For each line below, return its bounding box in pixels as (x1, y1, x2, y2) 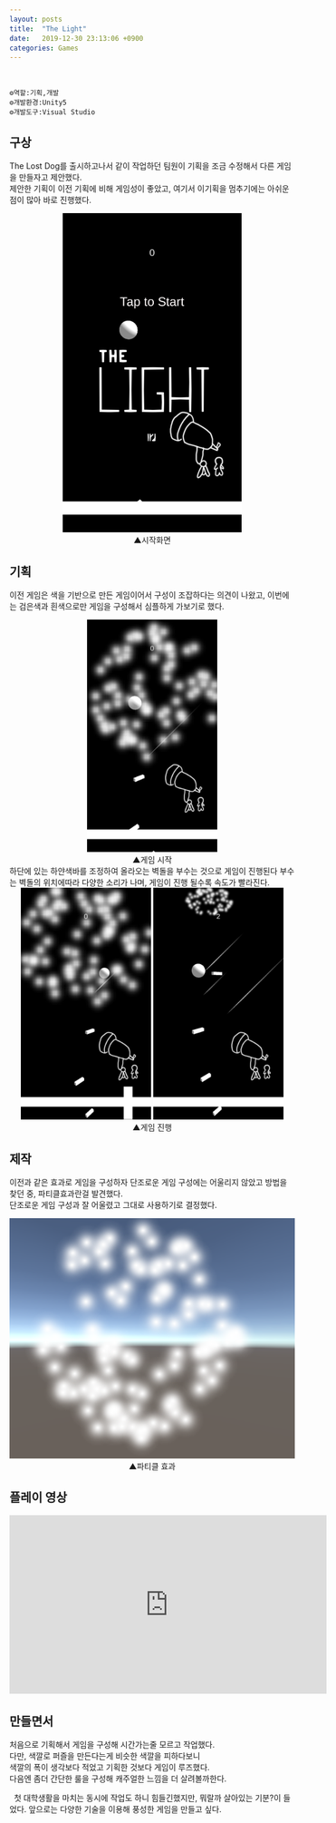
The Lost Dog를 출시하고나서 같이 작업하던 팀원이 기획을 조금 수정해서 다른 (9, 161, 274, 171)
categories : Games (9, 44, 79, 53)
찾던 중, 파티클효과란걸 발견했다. (9, 1188, 124, 1199)
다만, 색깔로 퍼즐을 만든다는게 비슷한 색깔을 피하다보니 (9, 1750, 201, 1761)
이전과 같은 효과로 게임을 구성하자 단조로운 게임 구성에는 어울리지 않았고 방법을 (9, 1177, 288, 1188)
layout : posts (9, 15, 63, 24)
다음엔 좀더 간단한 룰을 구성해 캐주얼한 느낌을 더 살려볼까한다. (9, 1773, 227, 1784)
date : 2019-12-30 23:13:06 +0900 (9, 34, 144, 43)
